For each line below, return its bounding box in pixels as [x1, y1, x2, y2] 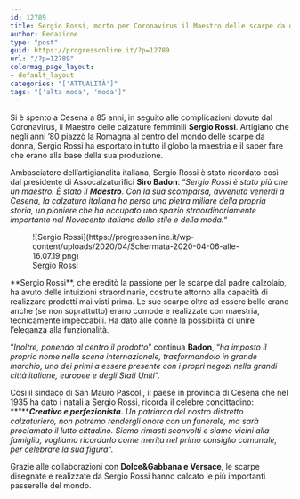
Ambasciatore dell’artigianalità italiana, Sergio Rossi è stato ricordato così [10, 166, 279, 178]
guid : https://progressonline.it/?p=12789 [10, 46, 170, 55]
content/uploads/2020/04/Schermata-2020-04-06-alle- [32, 241, 239, 252]
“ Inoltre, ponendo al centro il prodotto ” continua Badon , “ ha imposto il [10, 342, 267, 352]
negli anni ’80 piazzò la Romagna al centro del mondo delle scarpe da [10, 131, 265, 141]
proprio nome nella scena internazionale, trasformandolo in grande [10, 350, 257, 361]
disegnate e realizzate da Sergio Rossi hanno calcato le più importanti [10, 471, 266, 481]
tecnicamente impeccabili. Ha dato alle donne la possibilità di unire [10, 315, 255, 326]
